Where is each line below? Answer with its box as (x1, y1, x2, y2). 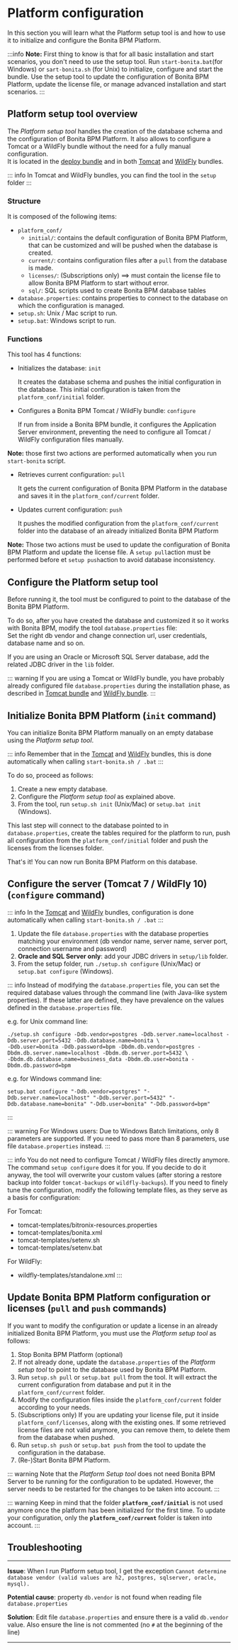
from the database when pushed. (17, 1433, 115, 1441)
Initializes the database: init (17, 364, 101, 373)
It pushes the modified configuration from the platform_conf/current (17, 519, 220, 528)
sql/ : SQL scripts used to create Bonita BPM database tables (28, 286, 207, 295)
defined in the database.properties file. (7, 1003, 123, 1012)
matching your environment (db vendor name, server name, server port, (17, 937, 228, 945)
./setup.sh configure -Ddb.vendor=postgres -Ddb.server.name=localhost (7, 1030, 223, 1038)
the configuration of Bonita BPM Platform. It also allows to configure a (7, 134, 211, 143)
